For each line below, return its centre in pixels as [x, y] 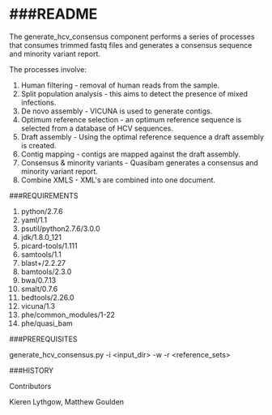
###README [53, 14]
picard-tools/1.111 [49, 246]
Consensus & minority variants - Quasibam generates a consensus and [139, 162]
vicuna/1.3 [38, 306]
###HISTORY [32, 370]
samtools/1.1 [41, 254]
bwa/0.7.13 [38, 280]
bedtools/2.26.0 [48, 297]
